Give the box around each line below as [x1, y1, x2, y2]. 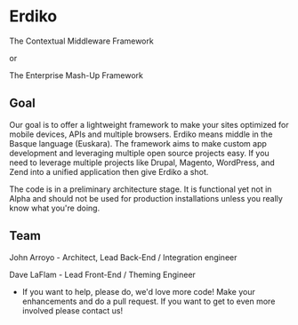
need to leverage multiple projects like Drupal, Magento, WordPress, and [9, 157, 276, 168]
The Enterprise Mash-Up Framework [9, 69, 144, 81]
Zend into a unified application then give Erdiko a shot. [9, 166, 209, 177]
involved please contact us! [21, 305, 123, 316]
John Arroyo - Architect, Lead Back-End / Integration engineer [9, 251, 238, 263]
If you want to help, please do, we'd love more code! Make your [21, 286, 255, 297]
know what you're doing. [9, 202, 101, 213]
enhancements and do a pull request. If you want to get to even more [21, 296, 276, 306]
